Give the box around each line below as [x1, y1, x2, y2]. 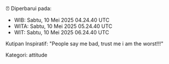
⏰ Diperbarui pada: [5, 5, 52, 12]
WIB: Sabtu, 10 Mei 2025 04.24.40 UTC [13, 17, 110, 23]
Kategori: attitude [5, 52, 48, 58]
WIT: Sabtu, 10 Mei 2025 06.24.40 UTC [13, 29, 109, 35]
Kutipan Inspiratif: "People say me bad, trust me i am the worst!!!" [5, 40, 164, 47]
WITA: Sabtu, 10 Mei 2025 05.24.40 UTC [13, 23, 113, 30]
